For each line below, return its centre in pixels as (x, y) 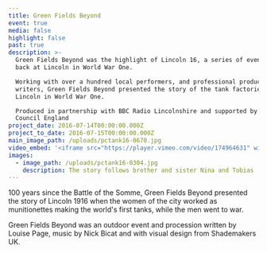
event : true (28, 23)
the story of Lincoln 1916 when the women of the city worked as (113, 201)
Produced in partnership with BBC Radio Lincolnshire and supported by (137, 111)
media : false (30, 30)
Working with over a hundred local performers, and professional (126, 82)
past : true (26, 45)
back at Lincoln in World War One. (74, 68)
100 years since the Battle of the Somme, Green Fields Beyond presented (128, 193)
